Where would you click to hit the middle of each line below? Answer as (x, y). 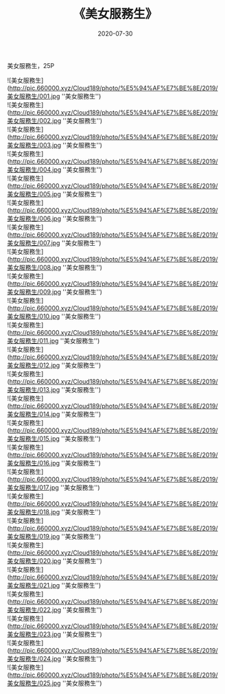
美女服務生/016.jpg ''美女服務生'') (54, 463)
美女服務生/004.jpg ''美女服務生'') (55, 170)
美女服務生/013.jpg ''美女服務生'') (54, 389)
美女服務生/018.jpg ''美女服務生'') (54, 511)
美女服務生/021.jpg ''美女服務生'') (54, 585)
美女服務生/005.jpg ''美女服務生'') (55, 194)
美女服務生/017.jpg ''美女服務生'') (54, 487)
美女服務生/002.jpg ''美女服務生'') (55, 120)
